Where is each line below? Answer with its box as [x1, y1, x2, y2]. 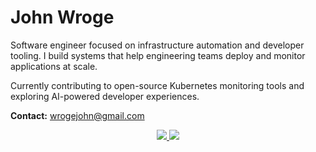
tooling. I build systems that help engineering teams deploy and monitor [10, 49, 306, 61]
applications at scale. [10, 60, 98, 72]
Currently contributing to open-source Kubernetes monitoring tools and [10, 79, 305, 91]
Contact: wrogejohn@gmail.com [10, 109, 145, 121]
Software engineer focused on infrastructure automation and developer [10, 39, 305, 51]
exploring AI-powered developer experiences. [10, 90, 200, 102]
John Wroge [10, 6, 115, 29]
